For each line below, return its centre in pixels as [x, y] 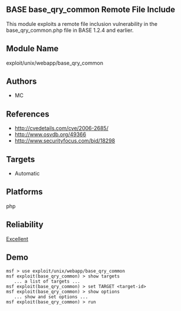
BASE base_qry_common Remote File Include [91, 10]
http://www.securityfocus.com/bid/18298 [65, 141]
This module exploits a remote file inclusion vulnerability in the [82, 24]
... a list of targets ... [47, 281]
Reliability [25, 225]
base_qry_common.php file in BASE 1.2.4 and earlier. [70, 30]
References [28, 114]
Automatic [27, 174]
